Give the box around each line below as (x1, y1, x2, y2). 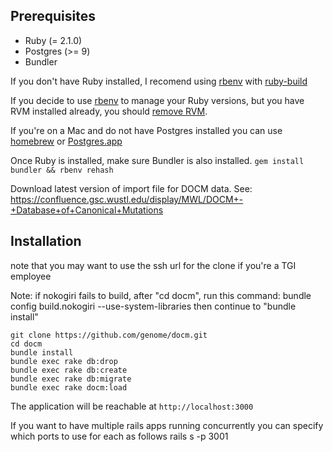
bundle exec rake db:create (10, 365, 128, 375)
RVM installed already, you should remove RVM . (10, 105, 208, 117)
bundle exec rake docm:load (10, 382, 128, 393)
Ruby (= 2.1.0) (24, 34, 83, 46)
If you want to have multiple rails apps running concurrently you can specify (10, 419, 324, 431)
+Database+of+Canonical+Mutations (10, 204, 164, 216)
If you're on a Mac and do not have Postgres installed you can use (10, 124, 283, 136)
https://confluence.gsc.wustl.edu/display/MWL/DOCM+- (10, 193, 244, 205)
